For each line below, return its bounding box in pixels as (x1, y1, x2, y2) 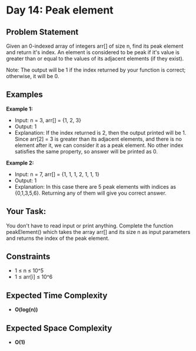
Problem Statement (6, 27, 79, 37)
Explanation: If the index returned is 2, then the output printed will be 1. (14, 129, 187, 136)
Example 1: (6, 105, 34, 112)
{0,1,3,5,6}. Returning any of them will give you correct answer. (14, 189, 167, 196)
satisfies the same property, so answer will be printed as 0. (14, 148, 158, 155)
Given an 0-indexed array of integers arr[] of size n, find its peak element (6, 42, 184, 49)
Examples (6, 89, 43, 100)
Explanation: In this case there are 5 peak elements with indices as (14, 183, 177, 190)
